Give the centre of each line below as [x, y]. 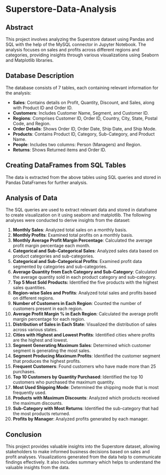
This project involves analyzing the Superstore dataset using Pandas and [80, 39]
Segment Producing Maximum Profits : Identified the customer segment [86, 356]
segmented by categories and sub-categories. [60, 267]
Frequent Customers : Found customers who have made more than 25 [84, 366]
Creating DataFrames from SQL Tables [66, 165]
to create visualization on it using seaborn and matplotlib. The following [78, 215]
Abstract [20, 27]
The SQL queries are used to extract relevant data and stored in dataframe [82, 210]
